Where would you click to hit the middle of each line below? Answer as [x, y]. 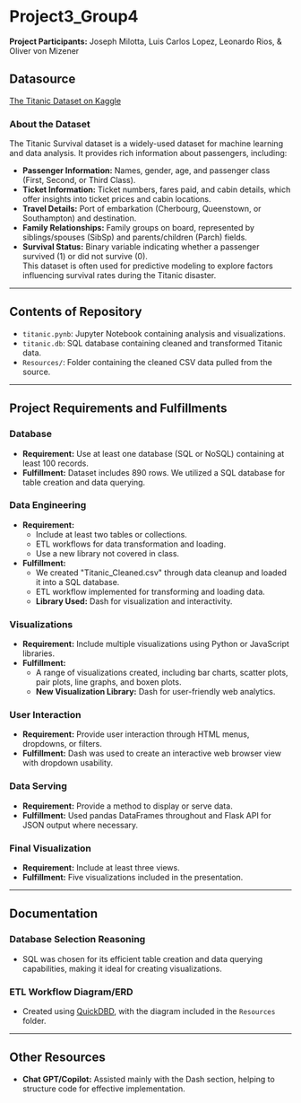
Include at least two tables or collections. [112, 534]
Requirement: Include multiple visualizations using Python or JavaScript [155, 644]
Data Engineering [48, 505]
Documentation [54, 914]
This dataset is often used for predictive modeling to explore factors [147, 266]
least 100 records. [56, 463]
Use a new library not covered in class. [107, 553]
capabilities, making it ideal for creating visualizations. [122, 968]
